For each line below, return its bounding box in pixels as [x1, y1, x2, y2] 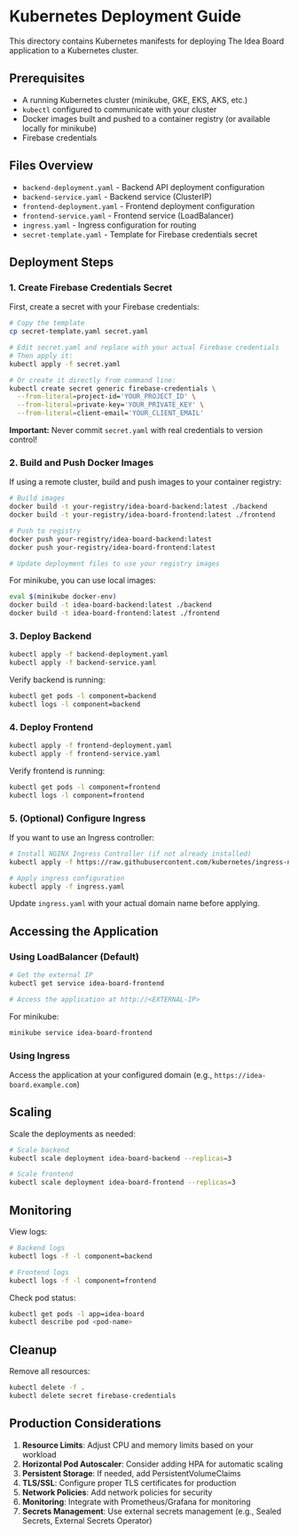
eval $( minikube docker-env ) [9, 592, 117, 601]
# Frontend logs [9, 1267, 69, 1277]
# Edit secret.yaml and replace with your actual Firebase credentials [9, 343, 279, 352]
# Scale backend [9, 1145, 69, 1154]
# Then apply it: [9, 351, 74, 360]
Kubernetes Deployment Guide [9, 6, 242, 27]
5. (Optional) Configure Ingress [9, 812, 146, 824]
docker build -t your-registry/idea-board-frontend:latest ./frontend [9, 510, 276, 519]
